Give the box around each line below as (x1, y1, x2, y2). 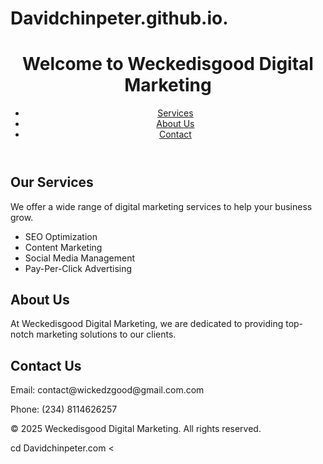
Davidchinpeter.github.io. (10, 7, 229, 30)
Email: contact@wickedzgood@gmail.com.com (10, 384, 205, 396)
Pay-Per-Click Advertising (24, 262, 133, 274)
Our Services (10, 174, 94, 191)
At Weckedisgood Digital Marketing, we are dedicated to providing (10, 318, 284, 330)
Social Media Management (24, 252, 135, 264)
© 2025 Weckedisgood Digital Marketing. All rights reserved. (10, 423, 262, 435)
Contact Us (10, 357, 82, 374)
